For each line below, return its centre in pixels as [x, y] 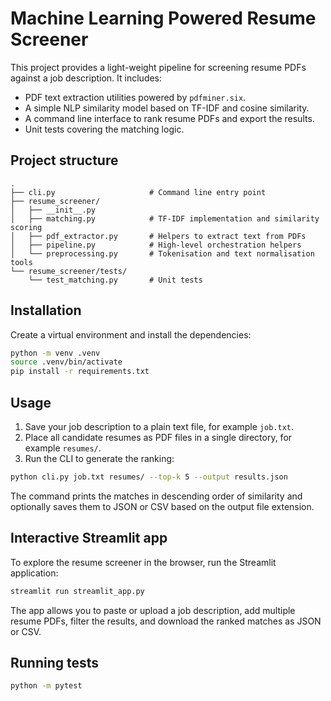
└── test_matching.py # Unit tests [115, 280]
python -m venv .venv [55, 353]
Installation [46, 310]
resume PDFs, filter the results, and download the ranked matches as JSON [166, 621]
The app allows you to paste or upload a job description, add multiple [153, 610]
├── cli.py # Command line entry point [138, 192]
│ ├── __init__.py [53, 210]
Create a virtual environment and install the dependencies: [131, 334]
